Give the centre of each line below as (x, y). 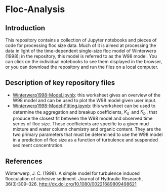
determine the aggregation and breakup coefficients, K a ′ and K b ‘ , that (85, 112)
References (24, 161)
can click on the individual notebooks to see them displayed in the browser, (84, 61)
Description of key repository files (60, 83)
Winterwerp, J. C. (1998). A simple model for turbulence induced (73, 173)
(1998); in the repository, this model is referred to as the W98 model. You (81, 56)
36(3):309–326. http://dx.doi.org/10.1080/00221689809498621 (71, 184)
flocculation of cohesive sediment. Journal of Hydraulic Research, (74, 179)
